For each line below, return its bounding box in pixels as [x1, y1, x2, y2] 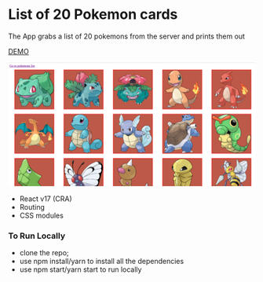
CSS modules [19, 211, 64, 220]
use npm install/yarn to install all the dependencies [19, 257, 184, 266]
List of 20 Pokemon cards [8, 5, 178, 24]
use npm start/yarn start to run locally [19, 265, 142, 274]
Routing [19, 202, 46, 211]
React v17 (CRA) [19, 194, 72, 203]
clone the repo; [19, 248, 69, 258]
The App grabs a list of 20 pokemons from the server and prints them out [8, 31, 246, 41]
